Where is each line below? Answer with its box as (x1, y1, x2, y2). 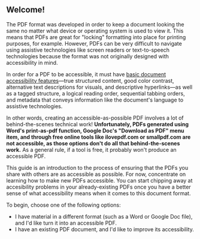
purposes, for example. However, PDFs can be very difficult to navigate (6, 40, 183, 47)
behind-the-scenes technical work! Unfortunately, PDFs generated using (6, 120, 189, 128)
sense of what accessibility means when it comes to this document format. (6, 189, 191, 197)
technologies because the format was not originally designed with (6, 52, 169, 59)
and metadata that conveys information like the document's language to (6, 96, 184, 103)
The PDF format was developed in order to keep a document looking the (6, 20, 184, 28)
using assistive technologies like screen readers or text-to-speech (6, 46, 169, 53)
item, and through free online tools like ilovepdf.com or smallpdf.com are (6, 133, 191, 141)
